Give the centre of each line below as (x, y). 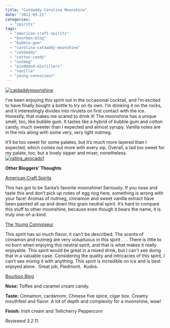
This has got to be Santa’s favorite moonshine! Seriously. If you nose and (81, 187)
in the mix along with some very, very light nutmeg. (59, 132)
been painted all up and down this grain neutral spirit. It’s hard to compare (82, 203)
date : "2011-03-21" (26, 15)
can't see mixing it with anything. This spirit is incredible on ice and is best (83, 261)
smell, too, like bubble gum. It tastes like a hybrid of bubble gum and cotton (84, 121)
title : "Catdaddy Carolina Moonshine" (46, 10)
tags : (11, 29)
